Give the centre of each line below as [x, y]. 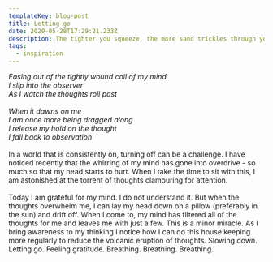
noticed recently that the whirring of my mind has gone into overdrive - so [132, 163]
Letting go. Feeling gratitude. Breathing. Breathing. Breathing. [111, 249]
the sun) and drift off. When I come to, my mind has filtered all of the [123, 215]
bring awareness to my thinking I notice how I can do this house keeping [130, 232]
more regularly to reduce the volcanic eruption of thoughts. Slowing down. [133, 241]
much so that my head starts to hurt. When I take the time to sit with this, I [132, 172]
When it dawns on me [45, 111]
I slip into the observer [46, 85]
